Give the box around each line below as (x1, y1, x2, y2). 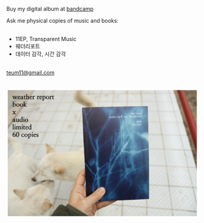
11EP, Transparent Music (15, 35, 77, 42)
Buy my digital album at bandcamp (6, 5, 93, 12)
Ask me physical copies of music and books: (6, 17, 119, 24)
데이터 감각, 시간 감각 (15, 50, 66, 57)
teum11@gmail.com (6, 69, 55, 76)
